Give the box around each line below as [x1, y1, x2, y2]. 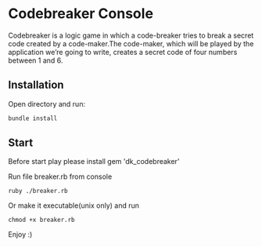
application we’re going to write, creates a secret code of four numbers [8, 47, 238, 56]
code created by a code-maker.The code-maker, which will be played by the [8, 38, 254, 48]
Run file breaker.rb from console [8, 172, 113, 181]
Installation [8, 78, 64, 92]
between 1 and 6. [8, 56, 63, 65]
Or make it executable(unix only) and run [8, 201, 139, 210]
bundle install [8, 114, 58, 122]
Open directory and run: [8, 99, 86, 108]
